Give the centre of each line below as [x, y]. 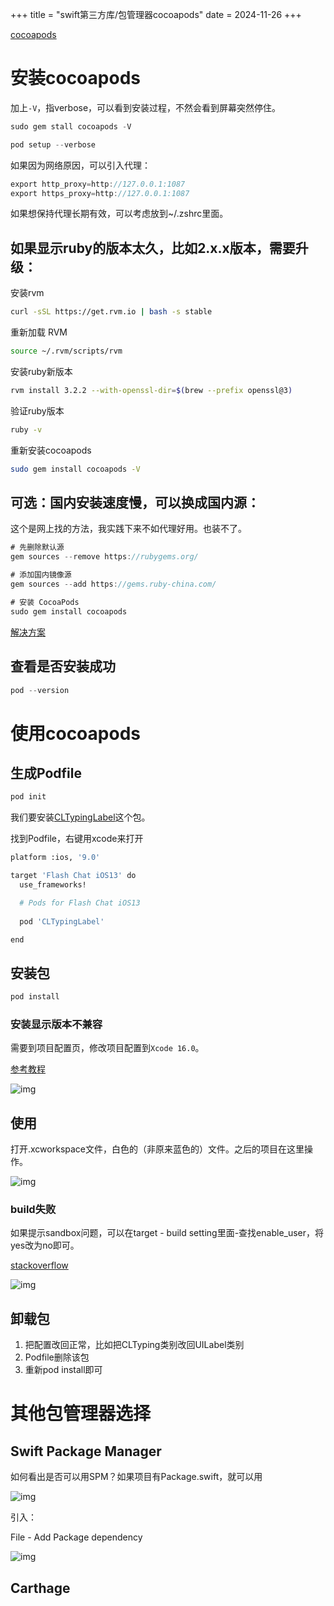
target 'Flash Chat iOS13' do [73, 876]
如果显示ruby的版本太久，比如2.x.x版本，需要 [153, 248]
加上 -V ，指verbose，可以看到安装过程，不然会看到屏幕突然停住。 [146, 107]
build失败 [33, 1210]
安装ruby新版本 [41, 371]
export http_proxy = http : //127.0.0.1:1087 [98, 184]
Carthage [40, 1588]
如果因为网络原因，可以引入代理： [80, 165]
